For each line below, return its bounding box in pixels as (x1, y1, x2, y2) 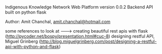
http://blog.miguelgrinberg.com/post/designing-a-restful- (40, 38, 157, 44)
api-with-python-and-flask (5, 44, 59, 49)
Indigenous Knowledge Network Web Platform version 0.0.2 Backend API (5, 4, 153, 10)
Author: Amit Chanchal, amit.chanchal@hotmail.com (5, 19, 110, 24)
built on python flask (5, 9, 47, 15)
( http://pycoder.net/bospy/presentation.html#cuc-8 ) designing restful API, (5, 34, 155, 39)
